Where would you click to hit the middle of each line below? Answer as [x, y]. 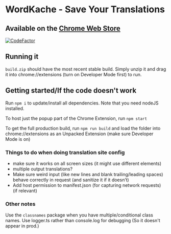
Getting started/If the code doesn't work [71, 91]
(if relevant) [25, 190]
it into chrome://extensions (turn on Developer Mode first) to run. [74, 74]
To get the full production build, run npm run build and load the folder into [83, 128]
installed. [15, 108]
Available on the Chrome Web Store [63, 28]
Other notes [20, 204]
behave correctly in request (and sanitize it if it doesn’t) [71, 180]
